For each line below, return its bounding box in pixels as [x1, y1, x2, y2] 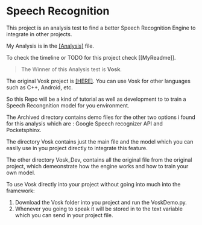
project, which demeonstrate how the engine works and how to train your [6, 162, 189, 170]
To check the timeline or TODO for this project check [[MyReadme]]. [6, 54, 176, 61]
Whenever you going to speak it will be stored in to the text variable [14, 205, 183, 212]
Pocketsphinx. [6, 126, 42, 133]
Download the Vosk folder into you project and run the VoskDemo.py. [14, 198, 187, 206]
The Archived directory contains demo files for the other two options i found [6, 113, 196, 121]
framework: [6, 187, 35, 194]
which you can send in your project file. [14, 211, 113, 218]
